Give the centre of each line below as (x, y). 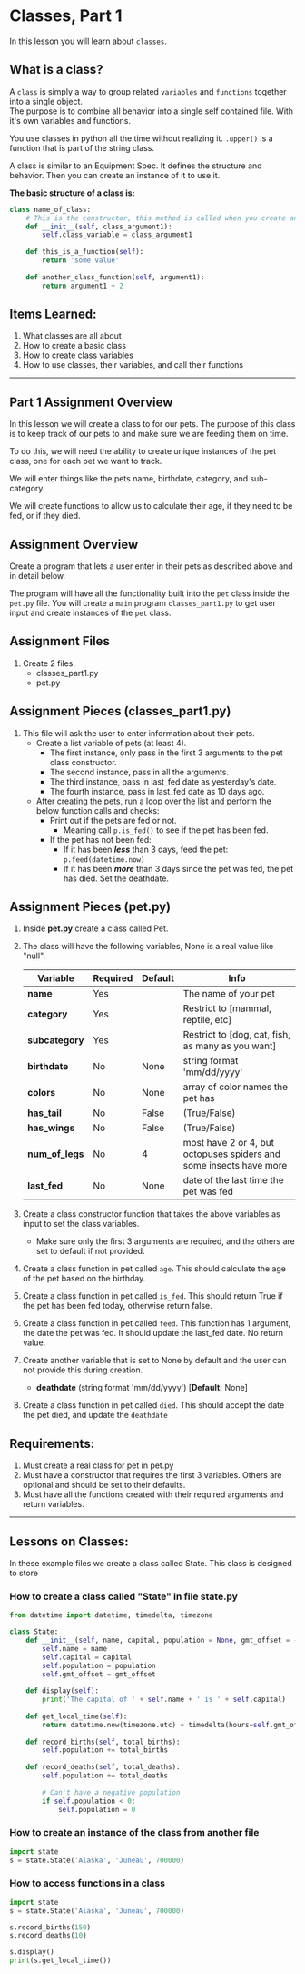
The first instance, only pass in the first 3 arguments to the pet (166, 753)
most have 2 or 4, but (229, 1143)
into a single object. (46, 101)
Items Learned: (53, 314)
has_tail (44, 1113)
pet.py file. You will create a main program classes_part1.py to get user (143, 602)
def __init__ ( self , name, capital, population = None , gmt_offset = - (162, 1640)
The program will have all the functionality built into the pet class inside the (150, 593)
